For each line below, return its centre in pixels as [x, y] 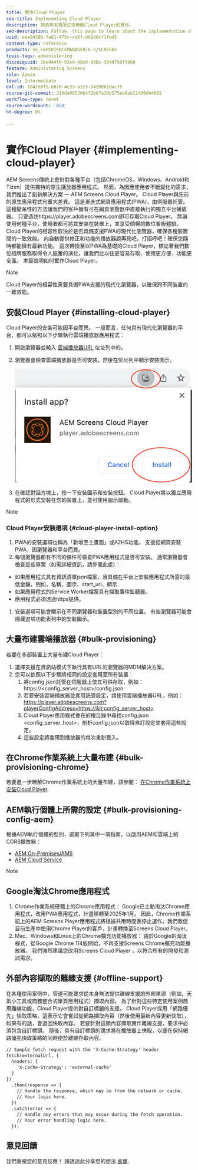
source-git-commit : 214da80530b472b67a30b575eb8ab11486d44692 [84, 93]
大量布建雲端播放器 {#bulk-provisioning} [81, 639]
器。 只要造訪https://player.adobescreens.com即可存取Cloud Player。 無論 [97, 217]
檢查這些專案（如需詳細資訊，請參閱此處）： [67, 564]
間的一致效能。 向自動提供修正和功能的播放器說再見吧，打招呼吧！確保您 [95, 239]
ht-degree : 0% [24, 112]
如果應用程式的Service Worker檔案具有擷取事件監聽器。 [82, 591]
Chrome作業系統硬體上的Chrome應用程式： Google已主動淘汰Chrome [100, 907]
